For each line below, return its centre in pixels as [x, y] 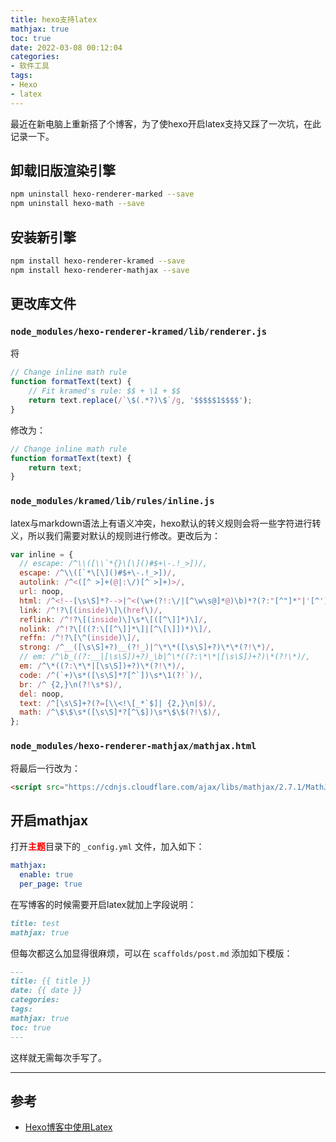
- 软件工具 [30, 66]
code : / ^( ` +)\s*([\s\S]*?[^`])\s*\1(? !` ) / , [111, 675]
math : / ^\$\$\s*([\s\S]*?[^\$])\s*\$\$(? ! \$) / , [120, 712]
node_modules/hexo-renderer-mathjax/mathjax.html [133, 746]
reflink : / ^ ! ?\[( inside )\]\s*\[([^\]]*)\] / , [113, 619]
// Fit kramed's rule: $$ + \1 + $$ [105, 391]
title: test [35, 923]
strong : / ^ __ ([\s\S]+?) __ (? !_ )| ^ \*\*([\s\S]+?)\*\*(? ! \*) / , [147, 647]
